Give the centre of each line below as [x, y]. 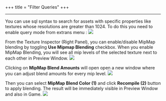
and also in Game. [23, 94]
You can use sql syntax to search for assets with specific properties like [78, 21]
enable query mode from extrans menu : [46, 32]
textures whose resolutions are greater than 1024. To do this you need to [79, 26]
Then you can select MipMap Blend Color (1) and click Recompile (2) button [83, 83]
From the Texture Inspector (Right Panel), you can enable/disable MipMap [80, 42]
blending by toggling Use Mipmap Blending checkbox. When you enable [79, 47]
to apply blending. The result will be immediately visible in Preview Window [82, 88]
